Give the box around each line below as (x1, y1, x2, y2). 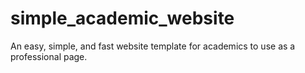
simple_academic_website (10, 7, 235, 30)
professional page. (10, 50, 88, 62)
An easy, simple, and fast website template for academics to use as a (10, 40, 296, 52)
